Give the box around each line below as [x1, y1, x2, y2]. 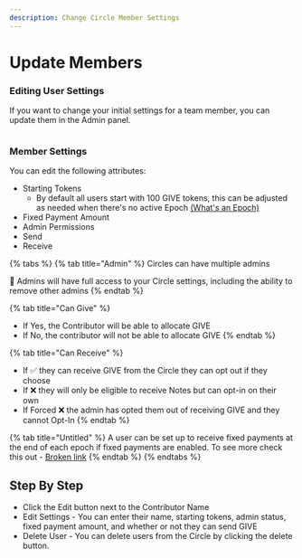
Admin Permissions [22, 222, 95, 232]
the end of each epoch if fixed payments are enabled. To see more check [9, 442, 283, 453]
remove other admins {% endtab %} [9, 286, 145, 297]
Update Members [9, 52, 143, 72]
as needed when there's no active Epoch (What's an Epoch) [35, 203, 260, 213]
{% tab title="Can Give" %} [9, 303, 111, 314]
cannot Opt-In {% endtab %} [22, 415, 130, 426]
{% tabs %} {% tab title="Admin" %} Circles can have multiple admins [9, 259, 270, 270]
